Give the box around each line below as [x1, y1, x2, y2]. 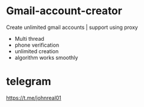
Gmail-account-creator [6, 4, 123, 18]
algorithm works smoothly [14, 54, 78, 61]
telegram [6, 75, 51, 88]
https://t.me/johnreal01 [6, 94, 62, 101]
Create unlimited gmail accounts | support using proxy [6, 24, 138, 31]
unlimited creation [14, 47, 59, 54]
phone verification [14, 41, 60, 48]
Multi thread [14, 35, 44, 42]
